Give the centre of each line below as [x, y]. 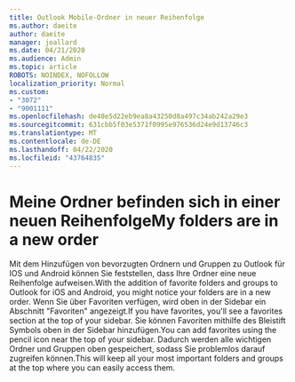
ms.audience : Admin [45, 59]
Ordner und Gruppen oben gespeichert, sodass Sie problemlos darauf [137, 349]
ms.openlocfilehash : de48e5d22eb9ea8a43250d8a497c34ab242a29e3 [129, 116]
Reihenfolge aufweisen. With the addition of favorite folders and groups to [144, 283]
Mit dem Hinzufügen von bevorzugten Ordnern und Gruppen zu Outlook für [147, 264]
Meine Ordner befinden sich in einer [145, 202]
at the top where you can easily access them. [92, 368]
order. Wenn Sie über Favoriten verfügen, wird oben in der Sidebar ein [138, 302]
